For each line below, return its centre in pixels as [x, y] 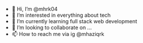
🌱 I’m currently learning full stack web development [74, 21]
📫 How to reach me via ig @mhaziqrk [58, 34]
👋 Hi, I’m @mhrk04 [35, 9]
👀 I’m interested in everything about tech [61, 15]
